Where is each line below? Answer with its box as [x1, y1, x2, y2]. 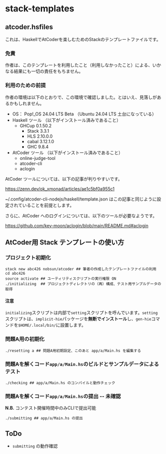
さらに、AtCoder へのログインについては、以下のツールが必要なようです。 [5, 212, 158, 218]
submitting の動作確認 [12, 443, 58, 449]
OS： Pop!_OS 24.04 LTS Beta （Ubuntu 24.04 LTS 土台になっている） [12, 111, 157, 117]
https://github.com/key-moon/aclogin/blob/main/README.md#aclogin [5, 222, 149, 228]
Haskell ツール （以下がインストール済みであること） [12, 117, 121, 123]
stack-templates [5, 3, 74, 14]
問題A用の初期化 [5, 336, 45, 343]
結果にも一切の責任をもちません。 [13, 68, 83, 74]
